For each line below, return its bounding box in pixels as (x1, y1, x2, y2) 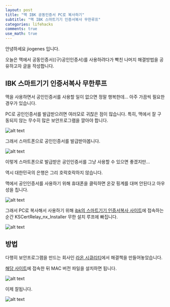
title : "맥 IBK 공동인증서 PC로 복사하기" (5, 12, 85, 17)
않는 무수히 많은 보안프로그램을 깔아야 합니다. (18, 117, 108, 123)
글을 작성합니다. (22, 63, 54, 69)
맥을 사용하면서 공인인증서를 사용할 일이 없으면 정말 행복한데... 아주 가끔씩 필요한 (5, 94, 165, 100)
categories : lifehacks (5, 21, 53, 27)
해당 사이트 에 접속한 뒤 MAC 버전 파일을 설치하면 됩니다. (5, 265, 117, 271)
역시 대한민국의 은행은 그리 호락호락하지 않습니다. (5, 169, 103, 176)
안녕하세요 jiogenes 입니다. (5, 46, 60, 51)
